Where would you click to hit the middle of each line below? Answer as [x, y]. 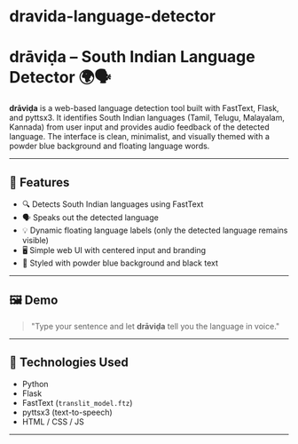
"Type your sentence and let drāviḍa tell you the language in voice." [155, 326]
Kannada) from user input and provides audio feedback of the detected [140, 127]
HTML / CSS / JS [53, 421]
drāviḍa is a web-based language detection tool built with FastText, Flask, [144, 108]
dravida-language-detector [112, 16]
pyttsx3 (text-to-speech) [67, 412]
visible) [35, 240]
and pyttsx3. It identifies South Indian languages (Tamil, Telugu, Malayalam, [147, 118]
